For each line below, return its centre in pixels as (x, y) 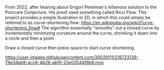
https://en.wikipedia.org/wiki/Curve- (117, 23)
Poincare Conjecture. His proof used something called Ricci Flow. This (76, 12)
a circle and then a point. (30, 38)
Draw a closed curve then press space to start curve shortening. (70, 48)
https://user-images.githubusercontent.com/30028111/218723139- (72, 57)
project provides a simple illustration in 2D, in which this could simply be (78, 17)
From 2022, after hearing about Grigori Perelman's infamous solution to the (81, 7)
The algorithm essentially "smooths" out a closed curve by (100, 28)
